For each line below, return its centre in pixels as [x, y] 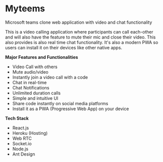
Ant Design [24, 154]
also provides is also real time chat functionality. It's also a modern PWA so [82, 42]
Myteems [25, 9]
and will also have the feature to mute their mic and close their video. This [81, 37]
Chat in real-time [29, 82]
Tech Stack [17, 118]
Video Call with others [35, 67]
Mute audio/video [30, 72]
